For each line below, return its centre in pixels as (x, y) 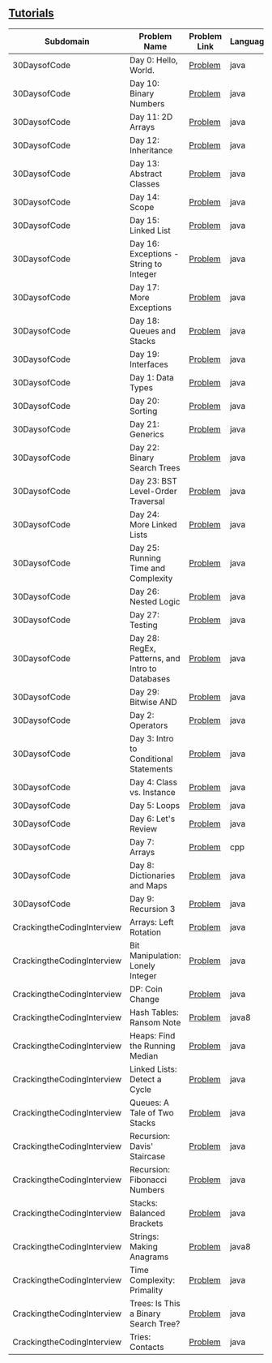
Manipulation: (155, 955)
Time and (147, 568)
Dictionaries (152, 875)
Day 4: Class (153, 782)
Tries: (140, 1336)
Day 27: (144, 614)
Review (143, 828)
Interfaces (149, 364)
